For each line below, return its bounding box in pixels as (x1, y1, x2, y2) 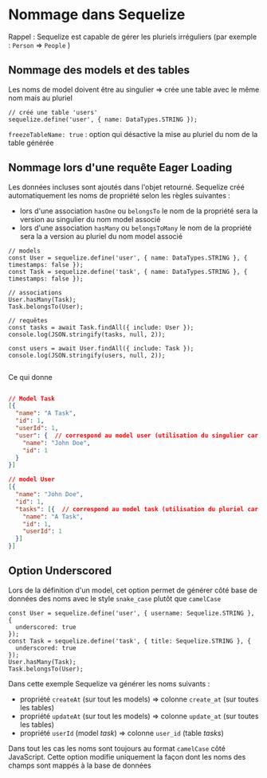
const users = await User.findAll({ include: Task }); (8, 344, 194, 352)
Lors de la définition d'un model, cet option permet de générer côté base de (8, 585, 257, 595)
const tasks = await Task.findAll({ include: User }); (8, 323, 194, 331)
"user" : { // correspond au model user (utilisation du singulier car (15, 432, 259, 440)
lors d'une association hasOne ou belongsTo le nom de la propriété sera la (19, 205, 258, 216)
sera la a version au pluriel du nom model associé (19, 231, 183, 240)
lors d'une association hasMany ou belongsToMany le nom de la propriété (19, 223, 253, 233)
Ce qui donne (8, 372, 53, 381)
